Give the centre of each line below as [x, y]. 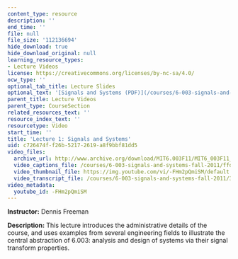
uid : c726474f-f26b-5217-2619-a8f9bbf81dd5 [73, 146]
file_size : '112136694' [42, 40]
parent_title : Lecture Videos [52, 100]
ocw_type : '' [27, 80]
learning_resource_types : [45, 60]
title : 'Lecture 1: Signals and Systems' [69, 139]
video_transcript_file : [49, 178]
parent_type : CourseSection [49, 106]
